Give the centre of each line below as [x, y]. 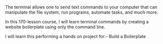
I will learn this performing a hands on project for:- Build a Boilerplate [76, 36]
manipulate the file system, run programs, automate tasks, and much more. [82, 12]
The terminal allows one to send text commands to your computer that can [81, 7]
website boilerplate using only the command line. [55, 27]
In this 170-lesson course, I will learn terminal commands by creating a [77, 22]
